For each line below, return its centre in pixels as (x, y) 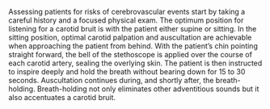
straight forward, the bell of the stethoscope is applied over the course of (131, 55)
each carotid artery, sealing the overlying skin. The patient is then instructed (135, 63)
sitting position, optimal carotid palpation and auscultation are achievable (130, 37)
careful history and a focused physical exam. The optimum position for (126, 20)
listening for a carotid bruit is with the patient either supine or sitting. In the (133, 29)
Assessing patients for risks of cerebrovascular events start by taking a (127, 12)
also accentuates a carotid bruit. (62, 97)
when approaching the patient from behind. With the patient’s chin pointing (133, 46)
